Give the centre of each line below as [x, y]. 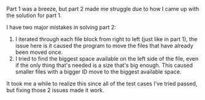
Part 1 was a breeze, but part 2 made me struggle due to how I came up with [103, 9]
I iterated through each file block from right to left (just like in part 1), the [106, 39]
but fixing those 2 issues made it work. [55, 90]
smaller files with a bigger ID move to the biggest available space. [98, 72]
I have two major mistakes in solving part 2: [61, 27]
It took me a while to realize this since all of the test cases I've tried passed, [102, 83]
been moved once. [39, 52]
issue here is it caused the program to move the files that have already [104, 46]
